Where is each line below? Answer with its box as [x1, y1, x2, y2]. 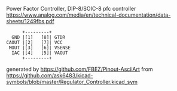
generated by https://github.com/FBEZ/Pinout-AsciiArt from [6, 65, 154, 73]
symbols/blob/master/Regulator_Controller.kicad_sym [6, 79, 138, 85]
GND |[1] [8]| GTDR [11, 34, 66, 40]
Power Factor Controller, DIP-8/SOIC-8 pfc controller [6, 5, 136, 12]
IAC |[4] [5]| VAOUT [11, 50, 68, 56]
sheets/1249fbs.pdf [6, 18, 55, 24]
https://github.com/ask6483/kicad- [6, 72, 94, 79]
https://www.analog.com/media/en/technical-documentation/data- [6, 11, 171, 18]
